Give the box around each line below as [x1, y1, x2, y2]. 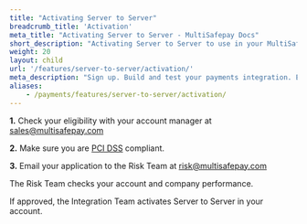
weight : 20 [9, 48, 51, 57]
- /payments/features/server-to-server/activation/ [26, 90, 227, 99]
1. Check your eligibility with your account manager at [9, 115, 212, 126]
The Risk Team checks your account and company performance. [9, 177, 254, 188]
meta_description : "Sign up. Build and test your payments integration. [9, 73, 292, 82]
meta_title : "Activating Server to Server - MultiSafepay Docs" [9, 30, 259, 39]
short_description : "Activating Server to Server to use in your [9, 38, 263, 48]
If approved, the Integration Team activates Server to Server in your [9, 196, 264, 207]
